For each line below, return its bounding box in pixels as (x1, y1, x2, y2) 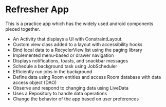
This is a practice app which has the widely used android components (5, 20, 154, 27)
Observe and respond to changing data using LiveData (12, 84, 129, 91)
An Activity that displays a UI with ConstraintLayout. (12, 36, 123, 42)
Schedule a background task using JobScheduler (12, 63, 117, 69)
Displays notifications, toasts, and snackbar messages (12, 57, 128, 63)
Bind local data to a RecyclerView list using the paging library (12, 47, 142, 53)
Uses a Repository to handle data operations (12, 90, 107, 96)
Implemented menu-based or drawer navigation (12, 52, 114, 58)
